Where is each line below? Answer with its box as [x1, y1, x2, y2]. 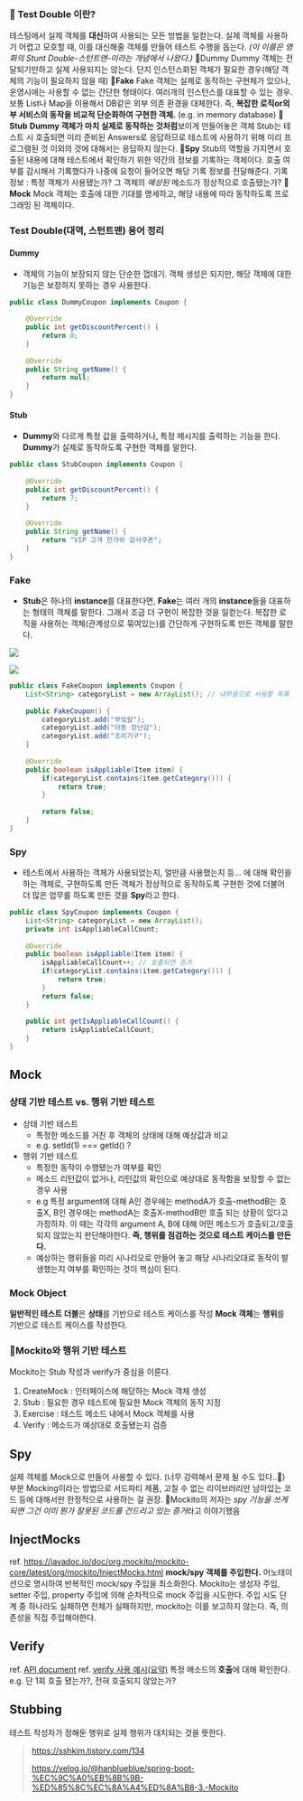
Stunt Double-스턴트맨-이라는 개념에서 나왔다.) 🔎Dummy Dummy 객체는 [25, 52, 284, 64]
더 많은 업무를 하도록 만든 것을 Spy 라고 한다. [22, 890, 179, 901]
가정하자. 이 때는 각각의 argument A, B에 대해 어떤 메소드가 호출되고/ [35, 1218, 280, 1229]
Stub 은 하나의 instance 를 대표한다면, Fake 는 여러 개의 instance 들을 [22, 596, 268, 606]
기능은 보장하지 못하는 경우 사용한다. [22, 280, 151, 291]
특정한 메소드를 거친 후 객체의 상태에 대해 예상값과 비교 [35, 1130, 229, 1140]
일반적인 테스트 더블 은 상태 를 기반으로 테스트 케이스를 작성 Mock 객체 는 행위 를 [9, 1308, 285, 1318]
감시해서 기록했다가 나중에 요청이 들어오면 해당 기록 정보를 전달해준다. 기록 [25, 165, 289, 177]
